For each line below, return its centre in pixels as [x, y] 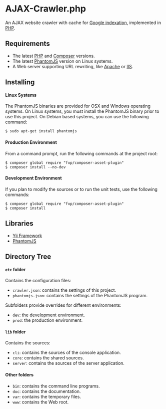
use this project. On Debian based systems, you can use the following [77, 117]
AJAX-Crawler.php [46, 9]
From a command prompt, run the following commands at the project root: [81, 153]
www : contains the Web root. [40, 402]
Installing [20, 82]
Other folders [19, 374]
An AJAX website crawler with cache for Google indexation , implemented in [83, 23]
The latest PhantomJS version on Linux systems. [62, 61]
